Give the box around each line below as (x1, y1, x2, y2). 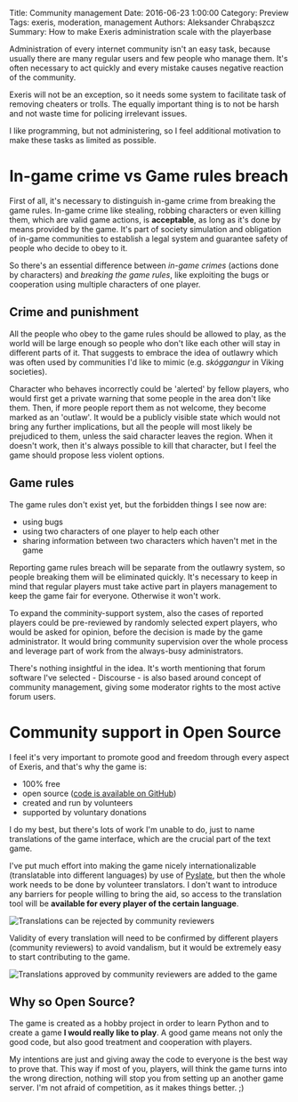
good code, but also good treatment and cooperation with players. (9, 1037, 253, 1048)
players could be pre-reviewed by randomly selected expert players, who (9, 617, 278, 628)
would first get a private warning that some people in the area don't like (9, 393, 271, 403)
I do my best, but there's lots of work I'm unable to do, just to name (9, 823, 255, 835)
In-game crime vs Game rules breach (9, 166, 289, 186)
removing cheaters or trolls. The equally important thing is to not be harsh (9, 99, 279, 109)
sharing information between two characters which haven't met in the (21, 535, 278, 546)
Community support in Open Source (9, 722, 282, 742)
